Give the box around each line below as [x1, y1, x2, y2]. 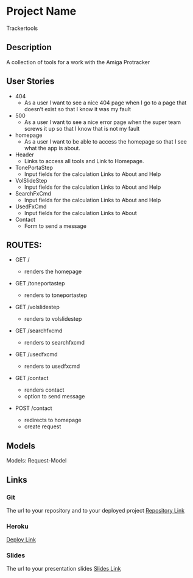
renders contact [24, 386, 65, 393]
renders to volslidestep [24, 315, 82, 323]
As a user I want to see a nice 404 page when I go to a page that [24, 99, 187, 106]
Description [6, 42, 52, 53]
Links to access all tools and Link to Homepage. [24, 157, 144, 164]
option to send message [24, 393, 85, 400]
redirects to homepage [24, 417, 82, 424]
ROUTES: [6, 240, 42, 250]
